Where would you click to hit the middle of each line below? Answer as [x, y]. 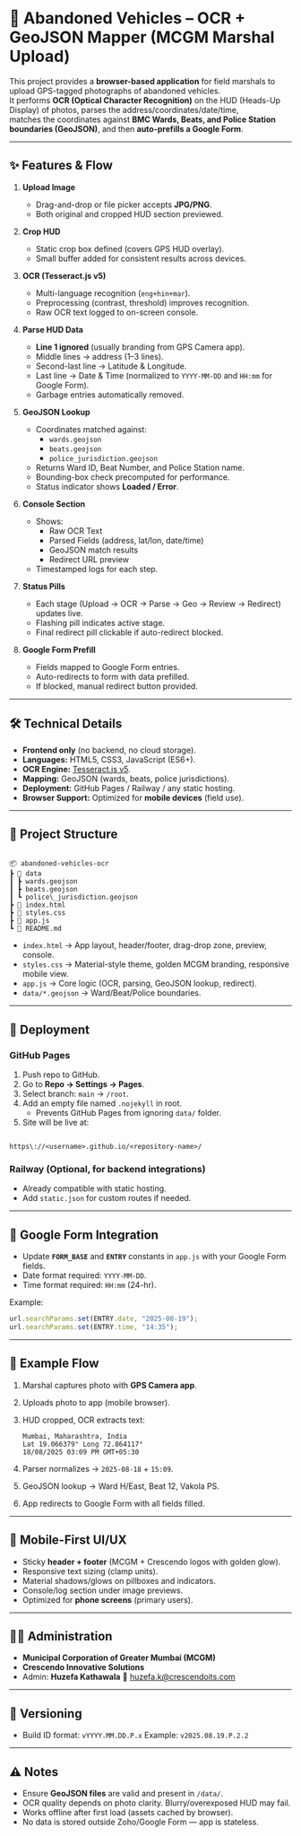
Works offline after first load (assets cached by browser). [128, 1812]
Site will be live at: [56, 1122]
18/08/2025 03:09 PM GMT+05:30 [81, 1452]
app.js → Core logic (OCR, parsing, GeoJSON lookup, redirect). [139, 983]
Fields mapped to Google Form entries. [107, 666]
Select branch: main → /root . [75, 1094]
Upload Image [49, 187]
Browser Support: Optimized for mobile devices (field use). [133, 797]
